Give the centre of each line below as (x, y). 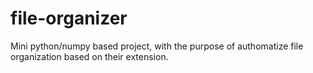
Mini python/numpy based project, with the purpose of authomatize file (157, 46)
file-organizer (69, 18)
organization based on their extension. (89, 56)
